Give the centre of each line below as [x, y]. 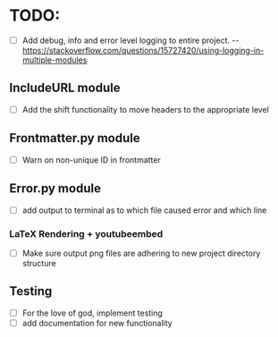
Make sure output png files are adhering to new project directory [141, 253]
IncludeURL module [65, 88]
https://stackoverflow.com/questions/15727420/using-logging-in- [143, 51]
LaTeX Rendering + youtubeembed [86, 233]
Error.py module [55, 189]
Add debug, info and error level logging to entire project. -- [131, 40]
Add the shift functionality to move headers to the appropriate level [146, 109]
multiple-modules [55, 60]
